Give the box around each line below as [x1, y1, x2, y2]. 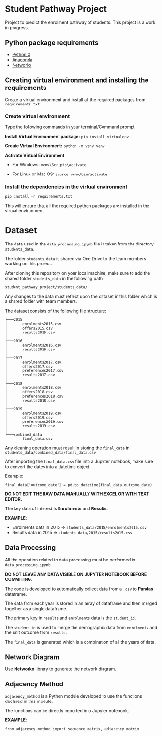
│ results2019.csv [5, 424, 55, 429]
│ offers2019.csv [5, 415, 53, 420]
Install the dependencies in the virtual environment [5, 183, 128, 190]
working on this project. [5, 261, 52, 267]
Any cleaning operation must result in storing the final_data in [5, 445, 130, 451]
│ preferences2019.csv [5, 420, 64, 424]
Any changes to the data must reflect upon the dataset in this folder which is [5, 293, 157, 299]
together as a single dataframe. [5, 605, 68, 611]
